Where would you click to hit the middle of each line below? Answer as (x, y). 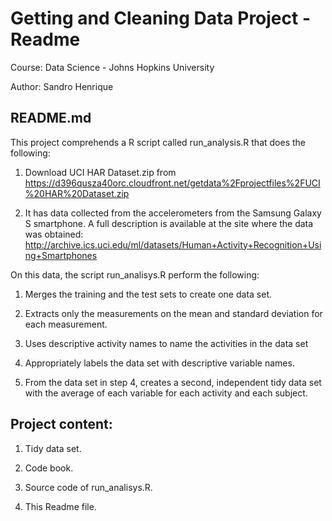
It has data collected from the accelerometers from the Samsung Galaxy (173, 213)
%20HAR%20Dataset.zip (77, 193)
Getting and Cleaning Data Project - (161, 18)
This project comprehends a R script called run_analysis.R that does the (158, 142)
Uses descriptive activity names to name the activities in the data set (166, 343)
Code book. (49, 468)
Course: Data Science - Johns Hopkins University (112, 67)
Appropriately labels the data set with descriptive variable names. (159, 363)
